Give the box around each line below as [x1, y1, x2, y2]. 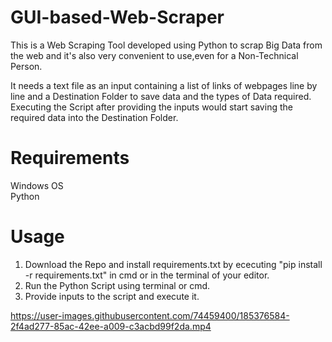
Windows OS [10, 179, 64, 191]
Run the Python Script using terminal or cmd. [24, 279, 211, 291]
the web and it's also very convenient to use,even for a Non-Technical [10, 49, 299, 61]
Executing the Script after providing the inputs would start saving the [10, 101, 293, 113]
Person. [10, 60, 43, 72]
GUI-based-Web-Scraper [10, 6, 225, 29]
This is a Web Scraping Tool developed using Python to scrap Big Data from [10, 39, 323, 51]
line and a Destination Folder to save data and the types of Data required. [10, 90, 312, 102]
